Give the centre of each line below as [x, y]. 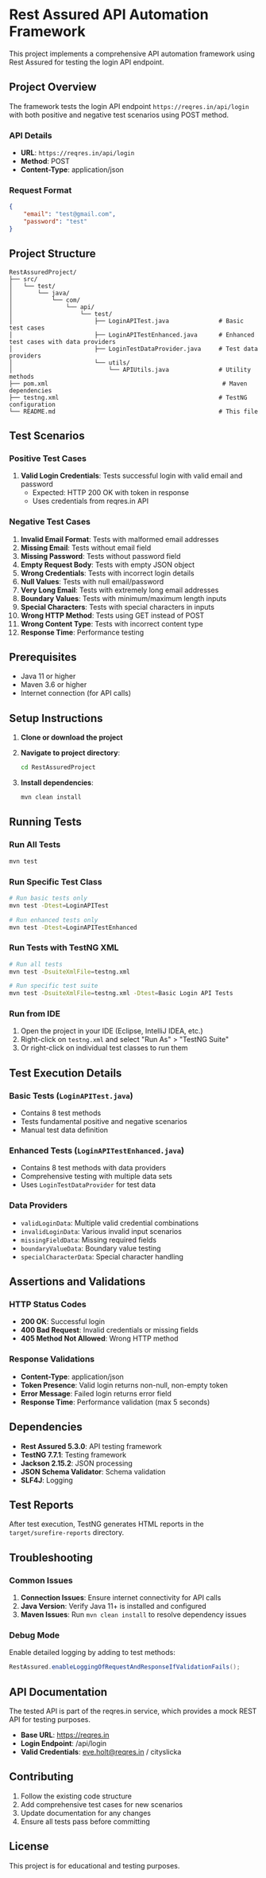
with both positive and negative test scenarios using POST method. [119, 115]
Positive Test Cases [48, 458]
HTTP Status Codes [48, 1305]
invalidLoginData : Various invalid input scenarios [101, 1231]
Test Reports [41, 1505]
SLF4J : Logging [47, 1480]
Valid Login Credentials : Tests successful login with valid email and [131, 476]
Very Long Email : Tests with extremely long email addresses [120, 590]
